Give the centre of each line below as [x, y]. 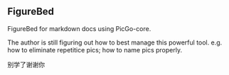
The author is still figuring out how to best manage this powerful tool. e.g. [115, 42]
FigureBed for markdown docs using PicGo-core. [79, 28]
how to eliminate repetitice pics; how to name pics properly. [95, 50]
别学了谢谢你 [26, 64]
